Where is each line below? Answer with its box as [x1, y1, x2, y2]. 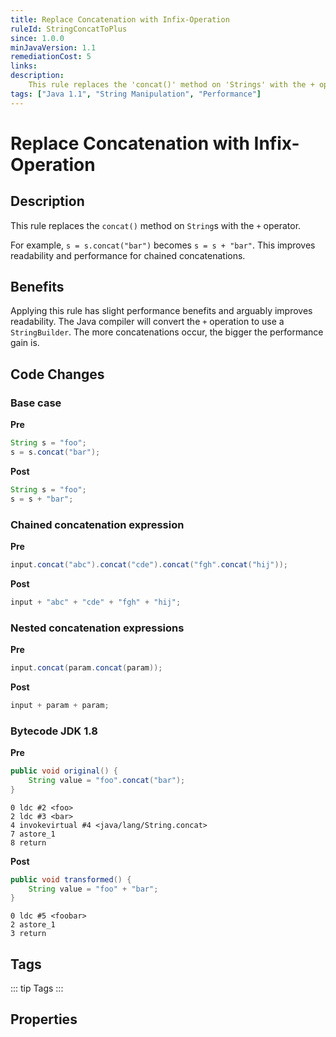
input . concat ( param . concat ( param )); [10, 662, 163, 673]
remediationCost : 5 [10, 52, 92, 62]
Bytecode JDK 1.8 [10, 724, 98, 738]
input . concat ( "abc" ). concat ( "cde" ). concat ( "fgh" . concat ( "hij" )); [10, 559, 288, 570]
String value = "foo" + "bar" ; [28, 884, 159, 894]
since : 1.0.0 [10, 33, 65, 43]
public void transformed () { [10, 874, 132, 885]
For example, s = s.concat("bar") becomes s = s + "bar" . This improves [10, 239, 316, 251]
